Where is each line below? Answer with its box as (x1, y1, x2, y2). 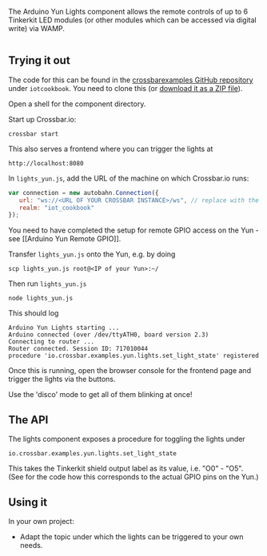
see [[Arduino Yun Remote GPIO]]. (8, 234, 122, 244)
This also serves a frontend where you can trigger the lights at (8, 144, 213, 153)
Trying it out (8, 54, 70, 67)
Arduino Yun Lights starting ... (8, 324, 120, 332)
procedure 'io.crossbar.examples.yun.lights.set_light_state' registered (8, 351, 260, 360)
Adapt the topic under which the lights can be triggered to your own (19, 531, 244, 542)
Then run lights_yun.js (8, 279, 87, 288)
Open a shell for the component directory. (8, 99, 146, 109)
